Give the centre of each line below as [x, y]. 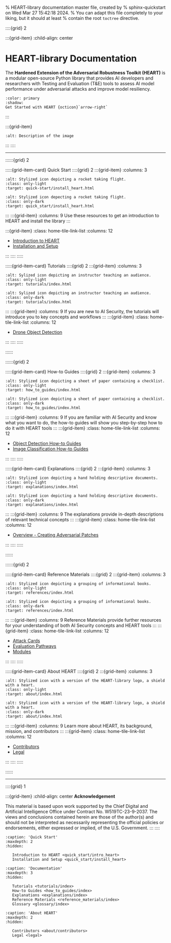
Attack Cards [26, 641]
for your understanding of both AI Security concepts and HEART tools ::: [81, 625]
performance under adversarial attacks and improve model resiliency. [78, 89]
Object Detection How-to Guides [47, 443]
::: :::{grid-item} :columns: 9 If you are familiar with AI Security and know [81, 417]
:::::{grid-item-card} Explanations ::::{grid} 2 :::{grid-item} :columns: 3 [78, 468]
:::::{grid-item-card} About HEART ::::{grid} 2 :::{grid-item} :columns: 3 [79, 671]
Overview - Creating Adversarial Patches [55, 534]
